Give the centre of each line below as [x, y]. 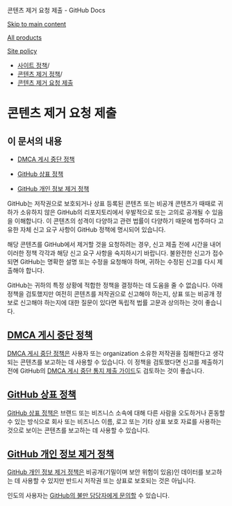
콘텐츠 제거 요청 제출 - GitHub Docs [56, 10]
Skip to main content [37, 24]
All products [25, 38]
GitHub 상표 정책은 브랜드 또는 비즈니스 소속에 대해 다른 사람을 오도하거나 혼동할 [116, 413]
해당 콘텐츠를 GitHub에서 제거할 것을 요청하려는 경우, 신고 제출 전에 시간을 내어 [114, 244]
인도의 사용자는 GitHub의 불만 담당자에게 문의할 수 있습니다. [89, 496]
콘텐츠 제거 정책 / [40, 74]
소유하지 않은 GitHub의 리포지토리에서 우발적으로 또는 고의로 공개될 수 [115, 212]
